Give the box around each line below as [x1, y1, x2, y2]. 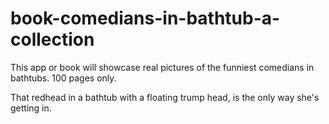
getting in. [10, 102, 52, 114]
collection [10, 28, 95, 51]
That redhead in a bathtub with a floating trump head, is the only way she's [10, 91, 320, 103]
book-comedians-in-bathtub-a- [10, 7, 281, 30]
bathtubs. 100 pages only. [10, 72, 117, 84]
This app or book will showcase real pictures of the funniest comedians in [10, 61, 315, 73]
